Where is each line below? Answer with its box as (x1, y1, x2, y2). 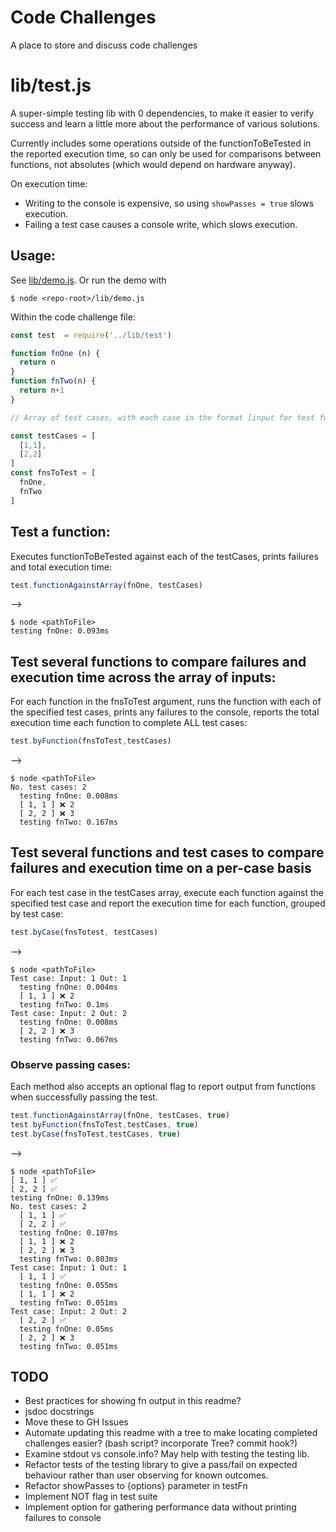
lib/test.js (10, 74, 92, 97)
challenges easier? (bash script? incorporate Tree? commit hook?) (24, 1437, 298, 1450)
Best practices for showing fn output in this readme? (24, 1395, 242, 1407)
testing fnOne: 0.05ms (19, 1324, 114, 1334)
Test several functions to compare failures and (10, 653, 307, 670)
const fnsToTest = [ (10, 468, 97, 478)
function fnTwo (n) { (10, 376, 97, 386)
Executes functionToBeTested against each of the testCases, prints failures (10, 550, 319, 562)
